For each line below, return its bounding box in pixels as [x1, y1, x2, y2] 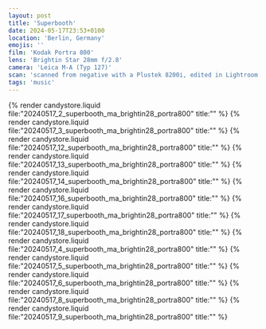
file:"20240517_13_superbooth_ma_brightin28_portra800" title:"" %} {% [8, 159, 243, 169]
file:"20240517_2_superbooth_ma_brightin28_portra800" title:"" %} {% [8, 108, 241, 118]
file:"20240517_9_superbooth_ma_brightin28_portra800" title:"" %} [8, 311, 229, 321]
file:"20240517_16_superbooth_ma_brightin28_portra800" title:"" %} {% [8, 193, 242, 203]
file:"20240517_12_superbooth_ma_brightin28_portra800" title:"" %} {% [8, 143, 243, 152]
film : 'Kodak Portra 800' [8, 49, 94, 57]
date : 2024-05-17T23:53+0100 [8, 26, 105, 34]
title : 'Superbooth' [8, 19, 77, 27]
